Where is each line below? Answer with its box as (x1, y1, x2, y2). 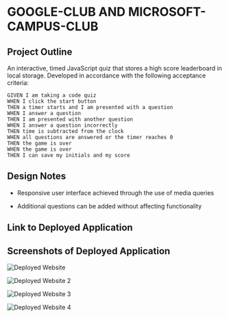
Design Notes (7, 171, 67, 182)
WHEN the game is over (7, 146, 72, 153)
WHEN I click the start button (7, 98, 97, 105)
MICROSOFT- (128, 4, 206, 20)
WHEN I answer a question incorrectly (7, 122, 118, 129)
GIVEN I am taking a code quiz (7, 92, 97, 99)
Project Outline (7, 46, 73, 58)
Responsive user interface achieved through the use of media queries (16, 188, 215, 197)
